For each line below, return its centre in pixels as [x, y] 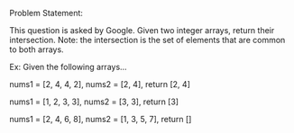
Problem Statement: [46, 13]
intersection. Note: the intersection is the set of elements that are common [147, 40]
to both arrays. [37, 49]
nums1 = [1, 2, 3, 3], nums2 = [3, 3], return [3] [94, 102]
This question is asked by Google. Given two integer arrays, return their [142, 30]
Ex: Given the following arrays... [69, 67]
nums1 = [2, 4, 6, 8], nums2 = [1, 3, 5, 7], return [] [101, 119]
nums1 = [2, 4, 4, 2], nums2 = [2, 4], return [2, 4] [100, 84]
